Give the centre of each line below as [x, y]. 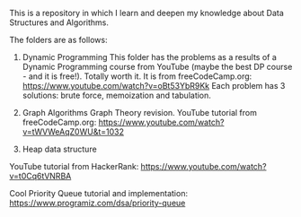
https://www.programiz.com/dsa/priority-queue [97, 203]
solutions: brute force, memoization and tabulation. [116, 95]
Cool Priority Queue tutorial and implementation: [99, 193]
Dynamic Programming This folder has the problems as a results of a [149, 57]
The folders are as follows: [58, 40]
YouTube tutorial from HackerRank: [74, 166]
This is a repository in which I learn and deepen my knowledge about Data [147, 13]
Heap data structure [59, 149]
